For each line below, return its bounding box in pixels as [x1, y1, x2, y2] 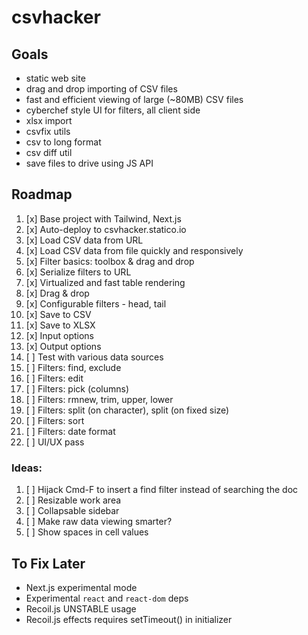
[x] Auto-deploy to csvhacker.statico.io [25, 223, 187, 235]
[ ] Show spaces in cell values [25, 526, 149, 538]
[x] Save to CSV [25, 308, 92, 320]
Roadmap [11, 186, 73, 203]
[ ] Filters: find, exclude [25, 361, 122, 373]
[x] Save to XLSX [25, 319, 96, 331]
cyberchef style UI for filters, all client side [25, 104, 201, 116]
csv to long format [25, 136, 102, 148]
